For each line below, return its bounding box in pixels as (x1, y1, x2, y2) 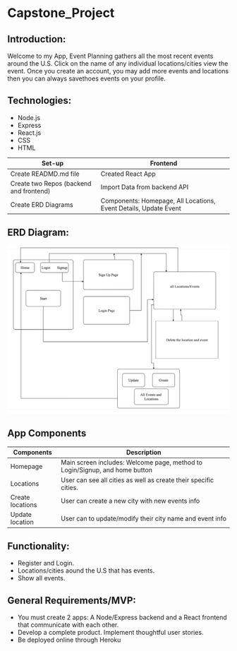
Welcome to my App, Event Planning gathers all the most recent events (7, 52, 214, 60)
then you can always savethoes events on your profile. (7, 74, 166, 83)
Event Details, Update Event (100, 204, 181, 213)
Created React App (100, 169, 157, 178)
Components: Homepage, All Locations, (100, 196, 217, 205)
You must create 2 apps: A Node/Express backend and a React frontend (17, 613, 227, 622)
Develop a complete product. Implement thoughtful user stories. (17, 628, 204, 637)
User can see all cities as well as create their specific (61, 475, 214, 484)
